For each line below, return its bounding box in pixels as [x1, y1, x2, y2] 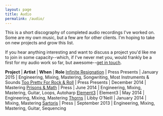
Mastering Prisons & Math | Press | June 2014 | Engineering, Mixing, [5, 85, 142, 91]
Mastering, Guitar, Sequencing [5, 105, 66, 111]
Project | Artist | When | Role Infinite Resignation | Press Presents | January [5, 69, 159, 75]
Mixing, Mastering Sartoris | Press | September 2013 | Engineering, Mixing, [5, 100, 155, 106]
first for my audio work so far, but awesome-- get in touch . [5, 59, 122, 66]
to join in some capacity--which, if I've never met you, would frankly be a [5, 55, 152, 60]
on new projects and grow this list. [5, 40, 74, 46]
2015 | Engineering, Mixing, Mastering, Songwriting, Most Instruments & [5, 74, 150, 80]
